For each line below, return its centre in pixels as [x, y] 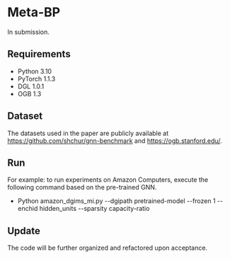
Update [24, 231]
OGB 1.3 [29, 93]
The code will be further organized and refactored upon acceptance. [107, 248]
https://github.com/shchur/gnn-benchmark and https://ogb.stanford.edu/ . [115, 140]
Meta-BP [34, 12]
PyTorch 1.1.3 [36, 79]
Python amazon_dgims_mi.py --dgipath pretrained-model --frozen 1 [116, 201]
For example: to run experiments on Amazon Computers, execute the [108, 180]
